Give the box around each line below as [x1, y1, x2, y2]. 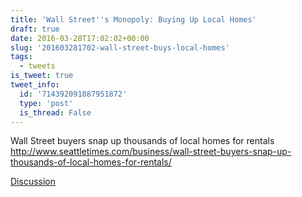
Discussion [10, 176, 56, 188]
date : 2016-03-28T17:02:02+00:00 [10, 33, 150, 43]
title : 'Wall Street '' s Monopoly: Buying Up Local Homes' [10, 14, 257, 25]
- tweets [19, 61, 56, 71]
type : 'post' [19, 98, 74, 108]
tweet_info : [10, 80, 60, 90]
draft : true [10, 24, 60, 34]
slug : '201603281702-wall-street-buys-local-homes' [10, 42, 230, 53]
